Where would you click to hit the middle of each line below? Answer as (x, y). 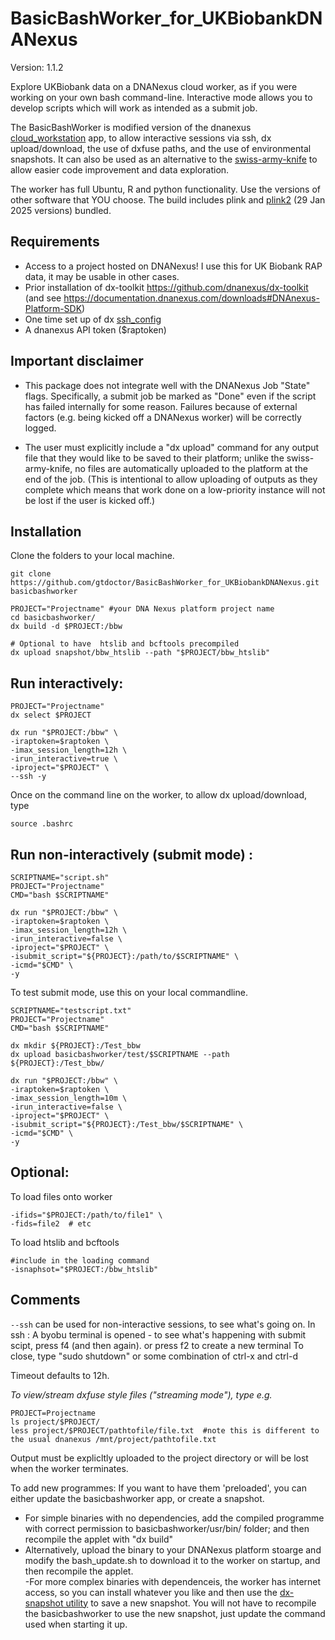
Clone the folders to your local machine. (92, 556)
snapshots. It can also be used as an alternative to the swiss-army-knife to (164, 159)
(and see (43, 298)
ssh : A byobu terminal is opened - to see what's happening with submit (158, 1334)
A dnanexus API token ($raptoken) (95, 329)
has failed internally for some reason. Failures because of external (161, 406)
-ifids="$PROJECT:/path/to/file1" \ (86, 1215)
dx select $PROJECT (51, 715)
